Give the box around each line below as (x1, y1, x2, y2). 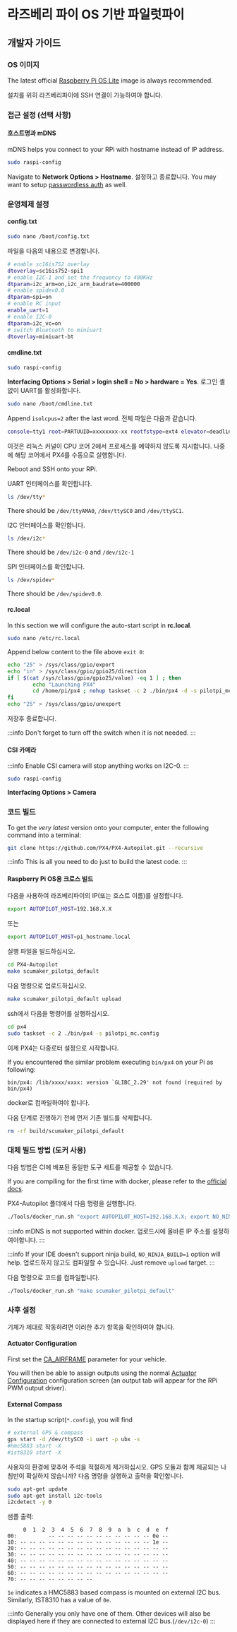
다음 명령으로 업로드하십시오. (7, 981, 87, 990)
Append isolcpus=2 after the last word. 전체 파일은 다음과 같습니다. (7, 414, 197, 422)
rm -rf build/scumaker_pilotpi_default (7, 1128, 125, 1135)
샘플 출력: (7, 1513, 34, 1521)
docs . (7, 1184, 24, 1193)
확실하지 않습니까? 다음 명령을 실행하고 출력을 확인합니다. (25, 1471, 184, 1480)
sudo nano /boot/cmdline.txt (7, 401, 93, 408)
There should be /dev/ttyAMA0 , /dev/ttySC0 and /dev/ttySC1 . (7, 507, 184, 515)
